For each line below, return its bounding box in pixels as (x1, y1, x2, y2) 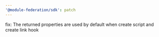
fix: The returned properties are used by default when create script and (5, 21, 154, 27)
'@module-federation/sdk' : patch (5, 7, 76, 13)
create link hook (5, 26, 39, 33)
